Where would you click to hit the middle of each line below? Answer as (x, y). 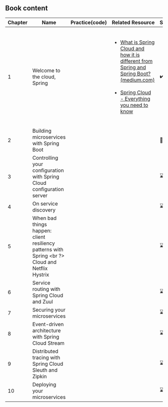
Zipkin (39, 376)
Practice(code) (89, 22)
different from (136, 61)
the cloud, (44, 76)
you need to (134, 105)
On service (45, 203)
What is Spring (137, 42)
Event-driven (48, 324)
